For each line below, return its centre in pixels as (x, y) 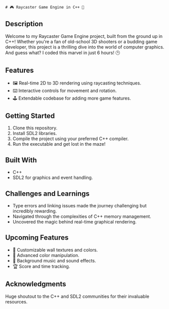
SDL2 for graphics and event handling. (53, 178)
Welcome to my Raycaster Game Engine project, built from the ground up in (84, 36)
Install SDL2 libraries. (35, 134)
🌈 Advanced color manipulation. (46, 255)
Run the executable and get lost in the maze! (59, 144)
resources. (16, 301)
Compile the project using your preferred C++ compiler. (71, 139)
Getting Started (30, 116)
